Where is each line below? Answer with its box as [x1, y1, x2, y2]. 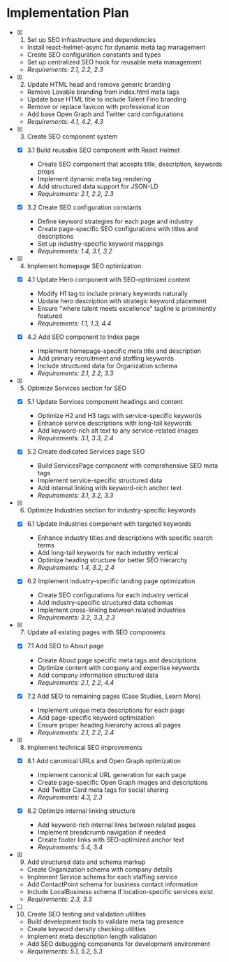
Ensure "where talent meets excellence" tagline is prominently [37, 305, 216, 313]
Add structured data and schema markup [27, 858, 146, 866]
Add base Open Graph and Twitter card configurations [27, 110, 184, 118]
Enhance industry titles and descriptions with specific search [37, 534, 214, 542]
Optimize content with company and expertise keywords [37, 663, 200, 671]
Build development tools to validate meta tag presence [27, 917, 184, 926]
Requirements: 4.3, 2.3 [37, 793, 103, 801]
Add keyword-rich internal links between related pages [37, 821, 196, 829]
